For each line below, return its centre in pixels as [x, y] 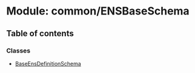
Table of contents [40, 33]
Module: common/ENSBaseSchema [98, 11]
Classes [18, 51]
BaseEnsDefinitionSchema [48, 63]
